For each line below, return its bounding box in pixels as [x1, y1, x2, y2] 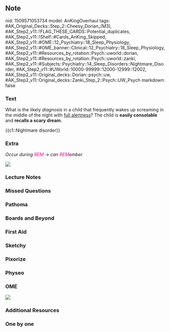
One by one [5, 320, 35, 327]
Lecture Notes [5, 174, 41, 181]
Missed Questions [5, 188, 51, 195]
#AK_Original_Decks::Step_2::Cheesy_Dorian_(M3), [5, 23, 112, 29]
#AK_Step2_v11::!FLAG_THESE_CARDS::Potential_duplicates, [5, 28, 130, 35]
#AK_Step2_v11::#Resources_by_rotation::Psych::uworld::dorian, [5, 50, 139, 56]
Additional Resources [5, 307, 59, 314]
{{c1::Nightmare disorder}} [5, 127, 60, 134]
